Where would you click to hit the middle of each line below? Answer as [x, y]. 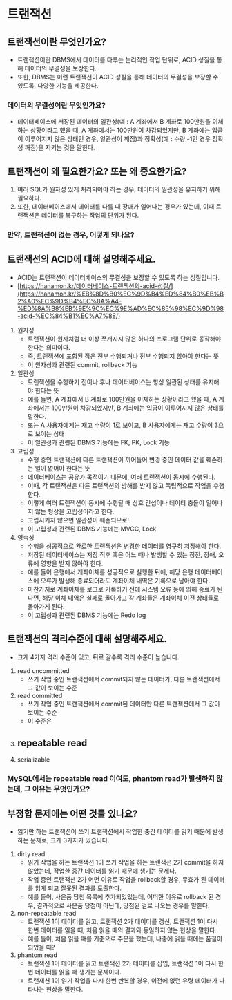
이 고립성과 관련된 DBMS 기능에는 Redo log [87, 615]
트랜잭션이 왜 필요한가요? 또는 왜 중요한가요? [97, 171]
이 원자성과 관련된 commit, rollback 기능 [83, 364]
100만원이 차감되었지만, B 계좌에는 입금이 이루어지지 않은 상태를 [138, 408]
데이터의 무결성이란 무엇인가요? [56, 105]
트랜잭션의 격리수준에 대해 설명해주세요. [87, 639]
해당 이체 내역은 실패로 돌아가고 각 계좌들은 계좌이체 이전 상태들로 [131, 598]
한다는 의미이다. [49, 347]
